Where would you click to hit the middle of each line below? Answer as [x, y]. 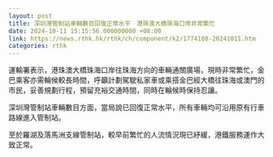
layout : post [30, 16]
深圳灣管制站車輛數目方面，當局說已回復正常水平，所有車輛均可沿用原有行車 [136, 108]
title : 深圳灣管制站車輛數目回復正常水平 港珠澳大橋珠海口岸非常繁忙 [112, 23]
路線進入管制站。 [37, 117]
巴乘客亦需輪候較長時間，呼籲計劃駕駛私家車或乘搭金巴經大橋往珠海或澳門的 [136, 80]
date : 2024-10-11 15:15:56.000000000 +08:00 [85, 31]
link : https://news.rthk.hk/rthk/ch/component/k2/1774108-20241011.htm [132, 38]
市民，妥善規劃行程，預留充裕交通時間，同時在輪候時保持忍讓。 [115, 91]
